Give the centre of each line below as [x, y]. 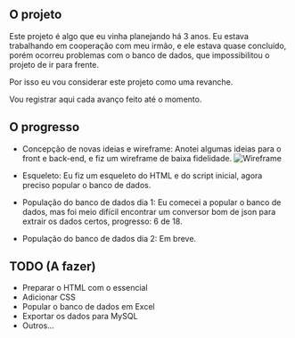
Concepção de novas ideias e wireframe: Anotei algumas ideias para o [152, 148]
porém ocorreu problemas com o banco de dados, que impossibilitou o [139, 55]
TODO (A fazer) [53, 267]
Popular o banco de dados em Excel [88, 307]
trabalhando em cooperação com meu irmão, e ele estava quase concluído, [148, 45]
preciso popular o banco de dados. [86, 185]
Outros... [38, 326]
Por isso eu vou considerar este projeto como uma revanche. [121, 82]
